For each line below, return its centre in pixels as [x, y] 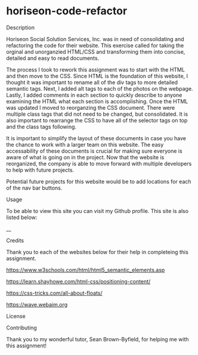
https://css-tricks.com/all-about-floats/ [54, 293]
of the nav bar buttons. [34, 188]
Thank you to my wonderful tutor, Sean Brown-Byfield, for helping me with [98, 339]
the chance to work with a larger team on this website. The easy [85, 144]
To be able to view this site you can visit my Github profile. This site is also [98, 211]
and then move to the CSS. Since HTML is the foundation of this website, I [97, 76]
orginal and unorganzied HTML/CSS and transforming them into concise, [96, 51]
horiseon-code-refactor [67, 11]
